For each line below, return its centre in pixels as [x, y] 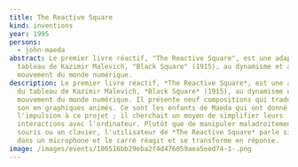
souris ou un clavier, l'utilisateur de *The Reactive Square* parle [148, 133]
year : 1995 [29, 34]
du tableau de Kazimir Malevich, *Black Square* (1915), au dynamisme [150, 91]
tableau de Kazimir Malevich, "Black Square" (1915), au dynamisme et [150, 67]
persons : [25, 42]
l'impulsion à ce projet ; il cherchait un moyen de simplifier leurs [150, 116]
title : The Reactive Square [61, 17]
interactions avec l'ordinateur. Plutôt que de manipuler [127, 125]
